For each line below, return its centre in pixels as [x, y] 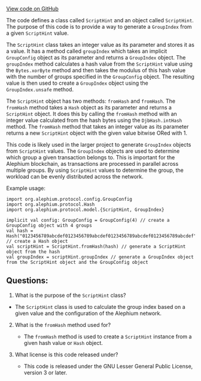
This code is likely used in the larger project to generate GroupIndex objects [99, 145]
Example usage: [26, 188]
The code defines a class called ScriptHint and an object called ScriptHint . [100, 20]
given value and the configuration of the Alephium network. [88, 313]
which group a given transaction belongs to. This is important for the [91, 157]
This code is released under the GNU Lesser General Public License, [108, 366]
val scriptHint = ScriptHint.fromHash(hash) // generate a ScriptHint [96, 246]
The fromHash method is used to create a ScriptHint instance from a [108, 337]
